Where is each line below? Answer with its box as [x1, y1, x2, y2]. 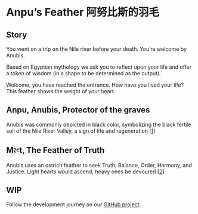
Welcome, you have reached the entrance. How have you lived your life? [6, 81, 184, 88]
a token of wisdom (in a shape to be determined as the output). [6, 70, 161, 77]
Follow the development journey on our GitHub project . [6, 201, 141, 208]
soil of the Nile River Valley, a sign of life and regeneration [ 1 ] [6, 127, 156, 134]
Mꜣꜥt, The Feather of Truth [6, 145, 105, 155]
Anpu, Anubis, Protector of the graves [6, 105, 150, 115]
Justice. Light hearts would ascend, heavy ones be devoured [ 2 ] [6, 168, 165, 175]
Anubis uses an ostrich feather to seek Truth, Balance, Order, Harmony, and [6, 161, 192, 169]
